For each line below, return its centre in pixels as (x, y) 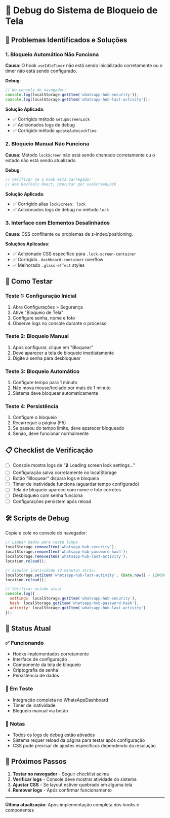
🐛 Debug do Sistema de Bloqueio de (81, 10)
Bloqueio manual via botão (40, 710)
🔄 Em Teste (19, 689)
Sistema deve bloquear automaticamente (55, 393)
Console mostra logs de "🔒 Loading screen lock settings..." (74, 465)
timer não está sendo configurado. (41, 71)
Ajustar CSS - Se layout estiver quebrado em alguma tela (72, 784)
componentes (20, 810)
